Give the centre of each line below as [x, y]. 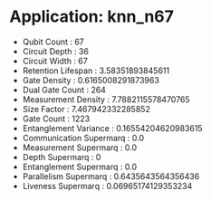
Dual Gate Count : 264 [64, 90]
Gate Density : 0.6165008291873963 [91, 80]
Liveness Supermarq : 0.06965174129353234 [107, 186]
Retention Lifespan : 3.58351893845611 [96, 71]
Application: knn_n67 [92, 17]
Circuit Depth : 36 [55, 51]
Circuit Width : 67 [55, 61]
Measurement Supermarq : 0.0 [80, 148]
